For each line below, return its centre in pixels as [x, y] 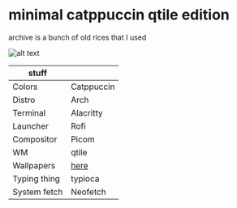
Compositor [35, 139]
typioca [85, 178]
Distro [24, 100]
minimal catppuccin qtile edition [119, 15]
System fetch [38, 192]
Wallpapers [34, 165]
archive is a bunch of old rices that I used [78, 37]
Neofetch [88, 192]
